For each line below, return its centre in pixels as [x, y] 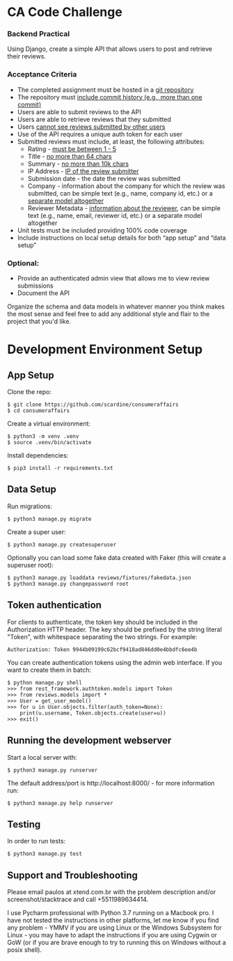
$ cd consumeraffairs [39, 411]
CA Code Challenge [65, 12]
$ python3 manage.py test [45, 854]
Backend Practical [39, 34]
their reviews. [27, 56]
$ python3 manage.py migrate [49, 519]
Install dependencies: [38, 455]
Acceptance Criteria [42, 75]
